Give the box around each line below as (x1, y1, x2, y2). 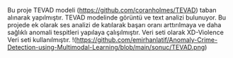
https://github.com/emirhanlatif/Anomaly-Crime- (76, 36, 218, 44)
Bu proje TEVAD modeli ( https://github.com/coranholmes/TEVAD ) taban (7, 6, 217, 14)
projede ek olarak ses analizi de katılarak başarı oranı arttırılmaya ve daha (7, 21, 222, 29)
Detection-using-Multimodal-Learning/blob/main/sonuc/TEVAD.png (7, 43, 205, 51)
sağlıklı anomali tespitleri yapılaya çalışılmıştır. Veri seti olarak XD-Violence (7, 28, 225, 36)
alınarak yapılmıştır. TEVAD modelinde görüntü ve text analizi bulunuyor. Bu (7, 13, 227, 22)
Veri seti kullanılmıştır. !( (7, 36, 76, 44)
